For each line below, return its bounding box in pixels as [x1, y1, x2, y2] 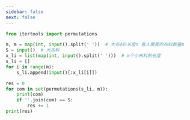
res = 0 [5, 80, 25, 86]
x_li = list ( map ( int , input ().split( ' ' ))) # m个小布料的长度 [5, 53, 161, 59]
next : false [5, 14, 35, 20]
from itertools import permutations [5, 31, 97, 37]
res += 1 [27, 103, 49, 109]
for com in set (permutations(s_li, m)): [5, 86, 109, 92]
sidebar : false [5, 8, 44, 15]
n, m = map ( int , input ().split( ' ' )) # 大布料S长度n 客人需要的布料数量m [5, 41, 185, 48]
